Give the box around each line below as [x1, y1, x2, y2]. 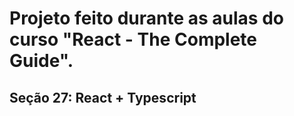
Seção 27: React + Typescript [9, 89, 197, 106]
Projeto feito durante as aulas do [9, 7, 284, 30]
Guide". [9, 50, 74, 72]
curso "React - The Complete [9, 28, 258, 51]
